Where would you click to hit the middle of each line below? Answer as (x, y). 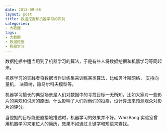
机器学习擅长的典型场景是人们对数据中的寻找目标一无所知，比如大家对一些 (81, 94)
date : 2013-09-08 (23, 10)
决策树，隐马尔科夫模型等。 (47, 84)
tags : (11, 33)
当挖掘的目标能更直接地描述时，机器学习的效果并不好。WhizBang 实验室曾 (82, 117)
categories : (17, 23)
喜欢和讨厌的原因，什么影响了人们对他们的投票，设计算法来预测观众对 (85, 101)
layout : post (19, 14)
